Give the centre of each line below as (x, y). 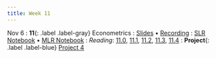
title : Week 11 (29, 13)
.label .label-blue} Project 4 (46, 47)
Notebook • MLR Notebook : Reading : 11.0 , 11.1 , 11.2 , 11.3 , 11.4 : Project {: (108, 40)
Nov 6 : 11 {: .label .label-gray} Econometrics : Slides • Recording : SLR (106, 33)
